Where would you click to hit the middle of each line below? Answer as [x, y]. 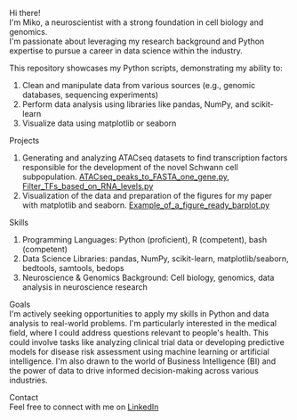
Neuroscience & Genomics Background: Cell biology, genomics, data [148, 277]
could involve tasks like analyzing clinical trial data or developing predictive [147, 342]
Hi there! [25, 13]
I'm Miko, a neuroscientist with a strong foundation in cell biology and [136, 22]
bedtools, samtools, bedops [73, 268]
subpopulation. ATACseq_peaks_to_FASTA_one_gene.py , [125, 177]
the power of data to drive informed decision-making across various [134, 371]
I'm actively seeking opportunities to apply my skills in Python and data [139, 314]
